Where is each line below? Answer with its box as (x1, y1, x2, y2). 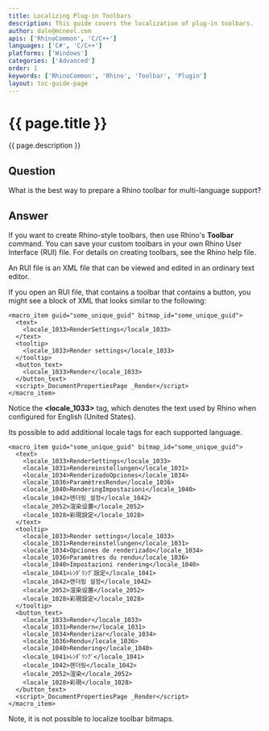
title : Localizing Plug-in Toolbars (8, 11, 131, 20)
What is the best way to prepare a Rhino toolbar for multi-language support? (8, 186, 262, 195)
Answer (8, 209, 49, 223)
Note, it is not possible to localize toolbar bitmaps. (8, 714, 175, 724)
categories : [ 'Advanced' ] (8, 57, 95, 65)
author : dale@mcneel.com (8, 27, 92, 35)
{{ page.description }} (8, 140, 81, 150)
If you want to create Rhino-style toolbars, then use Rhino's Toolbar (8, 231, 234, 240)
